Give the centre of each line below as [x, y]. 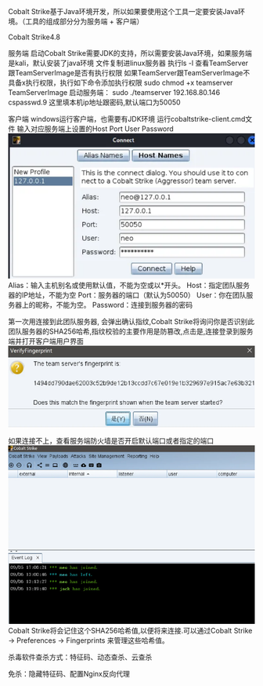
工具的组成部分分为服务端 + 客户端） [84, 21]
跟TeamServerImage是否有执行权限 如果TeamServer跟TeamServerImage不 [129, 73]
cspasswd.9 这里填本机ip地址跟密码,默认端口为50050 [95, 102]
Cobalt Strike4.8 [34, 37]
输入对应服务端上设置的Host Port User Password [95, 129]
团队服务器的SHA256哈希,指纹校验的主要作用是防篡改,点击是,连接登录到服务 [131, 331]
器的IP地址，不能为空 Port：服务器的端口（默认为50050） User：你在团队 [127, 295]
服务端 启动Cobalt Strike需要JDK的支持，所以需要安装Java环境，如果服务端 [130, 53]
